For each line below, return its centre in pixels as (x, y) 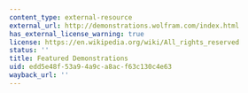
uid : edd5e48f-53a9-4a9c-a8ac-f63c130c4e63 (91, 67)
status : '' (29, 50)
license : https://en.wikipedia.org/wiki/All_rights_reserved (124, 42)
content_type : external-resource (71, 17)
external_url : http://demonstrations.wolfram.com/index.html (124, 26)
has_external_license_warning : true (77, 34)
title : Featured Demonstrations (69, 58)
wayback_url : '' (39, 75)
